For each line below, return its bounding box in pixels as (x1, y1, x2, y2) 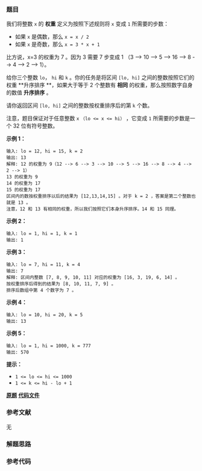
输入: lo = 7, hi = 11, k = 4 (6, 262, 80, 268)
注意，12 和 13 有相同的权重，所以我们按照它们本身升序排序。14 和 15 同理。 (6, 206, 179, 212)
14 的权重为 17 (6, 180, 41, 187)
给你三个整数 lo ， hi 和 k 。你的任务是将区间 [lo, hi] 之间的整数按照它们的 (6, 74, 195, 81)
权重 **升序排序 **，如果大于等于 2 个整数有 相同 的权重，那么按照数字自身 (6, 82, 193, 89)
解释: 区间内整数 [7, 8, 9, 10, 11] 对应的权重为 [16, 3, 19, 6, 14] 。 (6, 274, 180, 281)
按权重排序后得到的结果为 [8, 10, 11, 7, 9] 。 (6, 281, 116, 287)
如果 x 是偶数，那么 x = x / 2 (14, 33, 89, 41)
